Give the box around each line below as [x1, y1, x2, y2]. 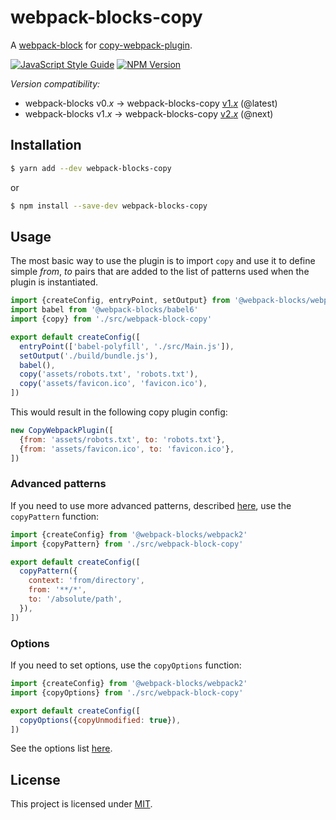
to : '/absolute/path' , [28, 594, 123, 605]
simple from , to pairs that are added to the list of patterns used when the [10, 266, 310, 278]
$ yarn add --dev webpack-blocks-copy [10, 163, 172, 173]
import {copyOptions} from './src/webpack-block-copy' [10, 687, 244, 698]
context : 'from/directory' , [28, 576, 145, 586]
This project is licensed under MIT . [10, 798, 153, 810]
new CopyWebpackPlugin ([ [10, 426, 114, 436]
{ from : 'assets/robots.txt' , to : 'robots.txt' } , [19, 434, 226, 445]
